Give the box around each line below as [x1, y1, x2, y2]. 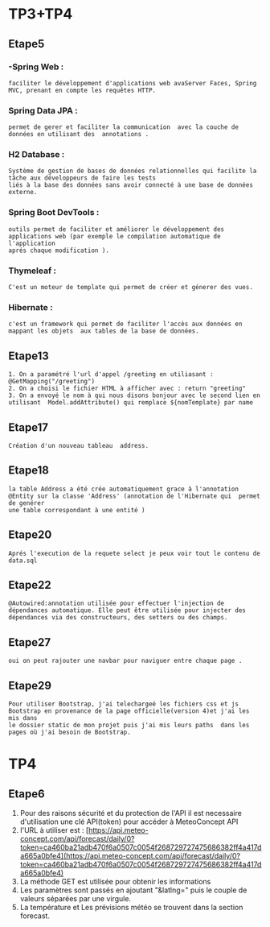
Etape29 [8, 678, 52, 693]
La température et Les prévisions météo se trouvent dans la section [19, 903, 243, 913]
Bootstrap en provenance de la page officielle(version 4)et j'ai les [8, 707, 250, 715]
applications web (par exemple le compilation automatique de [8, 232, 221, 240]
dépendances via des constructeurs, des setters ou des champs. [8, 614, 228, 622]
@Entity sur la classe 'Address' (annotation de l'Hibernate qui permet [8, 492, 261, 500]
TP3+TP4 [8, 5, 73, 23]
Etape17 [8, 420, 49, 434]
